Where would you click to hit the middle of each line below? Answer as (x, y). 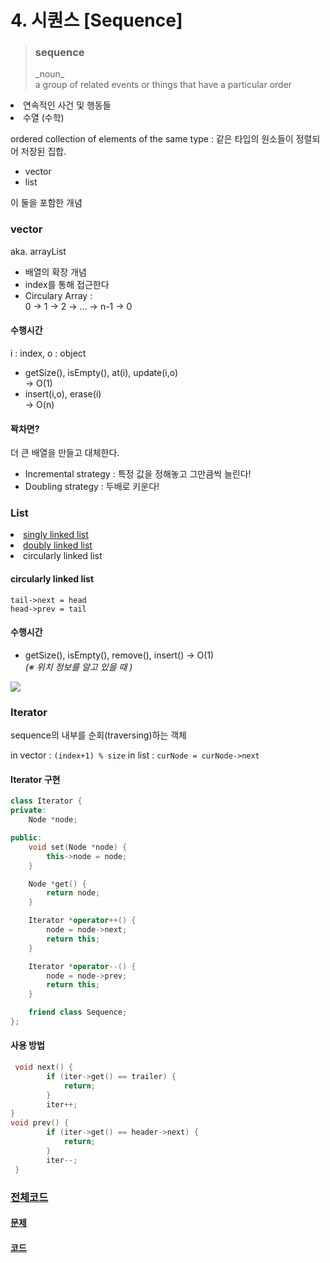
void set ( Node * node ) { (78, 847)
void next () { (44, 1067)
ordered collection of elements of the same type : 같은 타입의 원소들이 (152, 139)
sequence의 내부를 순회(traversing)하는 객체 (98, 735)
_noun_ (49, 74)
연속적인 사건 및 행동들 (67, 105)
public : (26, 838)
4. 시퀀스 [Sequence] (96, 20)
